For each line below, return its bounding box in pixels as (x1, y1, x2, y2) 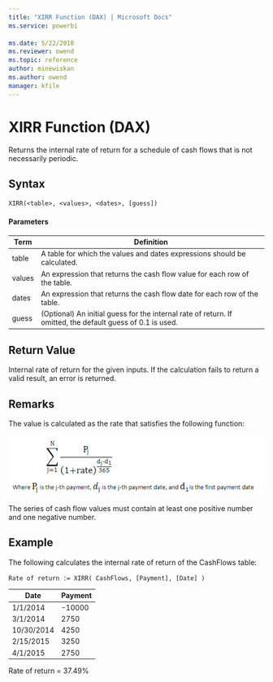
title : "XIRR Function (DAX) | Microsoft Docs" (8, 13, 173, 21)
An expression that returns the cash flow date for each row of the (40, 289, 258, 299)
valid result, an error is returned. (8, 374, 116, 383)
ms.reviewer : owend (8, 47, 75, 56)
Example (8, 536, 54, 549)
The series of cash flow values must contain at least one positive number (8, 503, 253, 513)
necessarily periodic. (8, 153, 79, 163)
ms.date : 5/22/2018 (8, 39, 75, 47)
